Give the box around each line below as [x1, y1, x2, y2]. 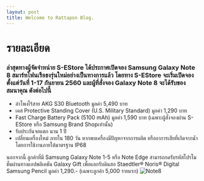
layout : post [6, 9, 40, 15]
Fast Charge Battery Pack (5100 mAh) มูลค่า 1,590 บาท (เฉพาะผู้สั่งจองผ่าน [15, 114, 186, 121]
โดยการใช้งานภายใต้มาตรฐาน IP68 [15, 141, 87, 149]
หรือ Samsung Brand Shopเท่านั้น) [33, 120, 113, 128]
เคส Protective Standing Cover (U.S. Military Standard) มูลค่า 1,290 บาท [15, 106, 188, 114]
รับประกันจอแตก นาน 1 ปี [15, 127, 67, 135]
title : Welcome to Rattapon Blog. [6, 15, 95, 21]
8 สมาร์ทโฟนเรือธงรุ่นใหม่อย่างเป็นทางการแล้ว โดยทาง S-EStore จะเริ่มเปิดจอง [6, 71, 194, 79]
